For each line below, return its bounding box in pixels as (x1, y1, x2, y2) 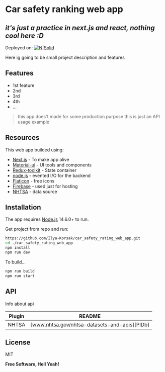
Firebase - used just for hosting (12, 183, 78, 189)
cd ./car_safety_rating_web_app (5, 240, 73, 246)
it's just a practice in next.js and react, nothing (5, 24, 155, 32)
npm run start (5, 273, 35, 278)
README (78, 313, 101, 320)
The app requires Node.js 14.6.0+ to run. (5, 216, 89, 222)
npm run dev (5, 250, 30, 255)
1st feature (12, 82, 35, 88)
